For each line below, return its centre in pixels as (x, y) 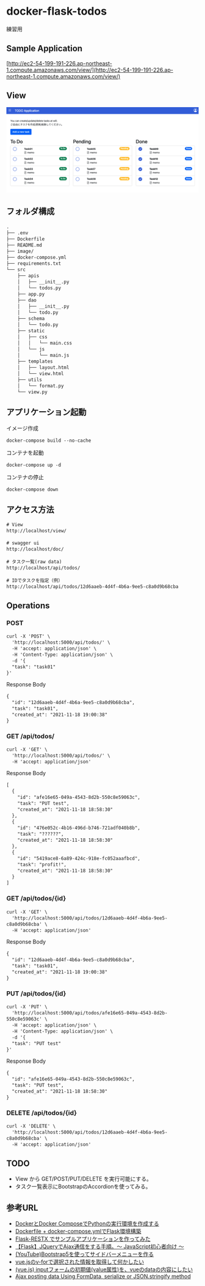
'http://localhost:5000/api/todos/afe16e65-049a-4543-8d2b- (90, 1013)
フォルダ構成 (31, 211)
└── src (16, 269)
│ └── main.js (43, 355)
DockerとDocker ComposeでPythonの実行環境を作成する (87, 1223)
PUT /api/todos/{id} (36, 994)
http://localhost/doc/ (35, 549)
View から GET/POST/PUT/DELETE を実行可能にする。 (84, 1179)
